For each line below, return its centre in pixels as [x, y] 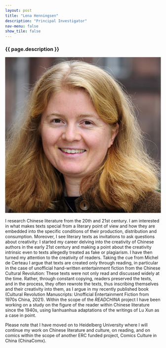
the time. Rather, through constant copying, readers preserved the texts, [79, 279]
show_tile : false [23, 31]
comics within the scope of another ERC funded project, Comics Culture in [81, 336]
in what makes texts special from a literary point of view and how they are [80, 226]
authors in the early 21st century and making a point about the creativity [78, 247]
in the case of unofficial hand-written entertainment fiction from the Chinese [83, 268]
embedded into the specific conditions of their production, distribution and [81, 231]
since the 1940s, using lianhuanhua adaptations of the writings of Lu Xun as [82, 310]
